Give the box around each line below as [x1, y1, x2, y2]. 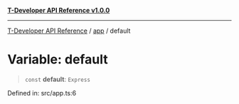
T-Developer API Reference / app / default [7, 26, 131, 35]
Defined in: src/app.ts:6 [7, 88, 77, 97]
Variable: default [7, 51, 108, 68]
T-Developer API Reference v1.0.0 [7, 6, 110, 14]
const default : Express [24, 75, 91, 83]
